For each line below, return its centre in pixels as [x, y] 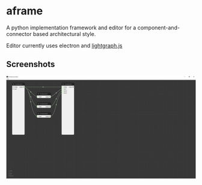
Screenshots [31, 64]
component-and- [159, 28]
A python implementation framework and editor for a [71, 28]
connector [19, 34]
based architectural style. [64, 34]
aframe [25, 11]
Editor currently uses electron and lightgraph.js [64, 46]
